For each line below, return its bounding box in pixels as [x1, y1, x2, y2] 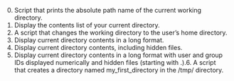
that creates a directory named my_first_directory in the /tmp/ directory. [14, 66, 224, 74]
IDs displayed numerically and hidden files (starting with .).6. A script [14, 58, 216, 66]
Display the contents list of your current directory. [14, 21, 160, 29]
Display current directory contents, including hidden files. [14, 44, 183, 51]
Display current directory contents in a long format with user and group [14, 51, 223, 59]
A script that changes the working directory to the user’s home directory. [14, 28, 228, 37]
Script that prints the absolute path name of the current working [14, 6, 201, 14]
